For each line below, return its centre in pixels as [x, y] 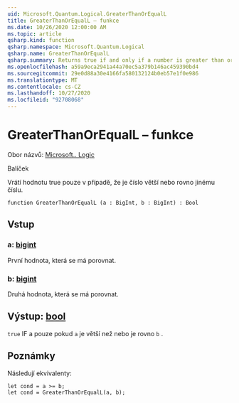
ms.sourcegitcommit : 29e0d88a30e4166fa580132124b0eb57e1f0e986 [103, 73]
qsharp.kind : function [41, 41]
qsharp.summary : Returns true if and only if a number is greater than [116, 60]
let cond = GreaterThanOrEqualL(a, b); [67, 392]
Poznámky [31, 356]
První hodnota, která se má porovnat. [62, 260]
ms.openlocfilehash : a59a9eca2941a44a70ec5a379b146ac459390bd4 [103, 67]
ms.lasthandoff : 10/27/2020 [49, 93]
